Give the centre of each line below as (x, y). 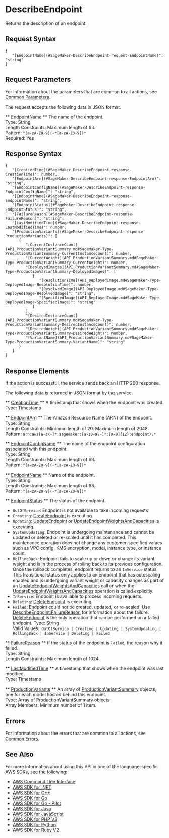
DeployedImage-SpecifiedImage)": (40, 302)
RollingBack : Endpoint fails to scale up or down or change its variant (83, 559)
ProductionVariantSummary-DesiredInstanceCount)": (60, 325)
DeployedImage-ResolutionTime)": (40, 285)
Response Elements (37, 371)
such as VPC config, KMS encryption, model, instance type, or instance (87, 548)
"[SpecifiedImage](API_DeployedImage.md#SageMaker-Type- (100, 298)
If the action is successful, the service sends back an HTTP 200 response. (83, 383)
